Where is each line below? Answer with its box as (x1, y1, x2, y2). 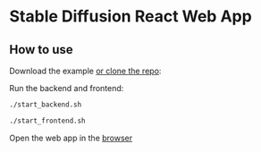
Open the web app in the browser (9, 132, 133, 143)
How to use (9, 42, 73, 57)
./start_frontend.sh (9, 116, 87, 125)
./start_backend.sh (9, 100, 82, 109)
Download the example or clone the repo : (9, 65, 162, 76)
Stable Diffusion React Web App (9, 6, 252, 27)
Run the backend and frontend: (9, 83, 124, 93)
